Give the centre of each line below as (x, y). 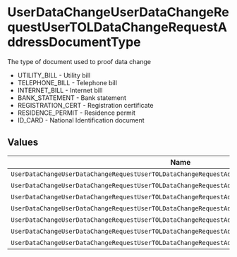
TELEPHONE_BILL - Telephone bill (67, 82)
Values (23, 143)
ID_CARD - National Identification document (81, 120)
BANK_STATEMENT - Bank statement (72, 98)
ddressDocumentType (74, 42)
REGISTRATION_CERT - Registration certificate (85, 105)
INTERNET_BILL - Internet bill (60, 90)
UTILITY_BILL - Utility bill (54, 75)
